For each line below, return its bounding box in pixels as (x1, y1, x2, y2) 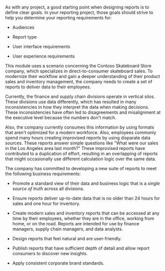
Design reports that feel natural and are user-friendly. (12, 236, 122, 241)
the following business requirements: (5, 171, 81, 177)
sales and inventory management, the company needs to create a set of (5, 79, 153, 84)
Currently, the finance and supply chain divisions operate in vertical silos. (5, 94, 156, 99)
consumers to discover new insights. (12, 251, 88, 256)
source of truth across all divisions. (12, 186, 84, 192)
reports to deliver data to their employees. (5, 84, 91, 90)
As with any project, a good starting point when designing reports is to (5, 4, 150, 10)
